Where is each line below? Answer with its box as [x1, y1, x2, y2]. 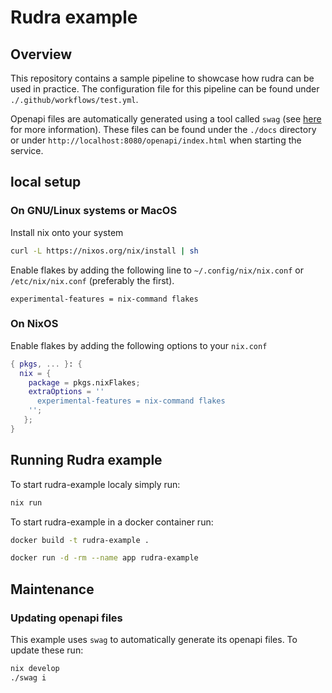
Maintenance [10, 581, 95, 598]
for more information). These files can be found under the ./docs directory [10, 124, 317, 135]
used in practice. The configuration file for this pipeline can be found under [10, 83, 320, 95]
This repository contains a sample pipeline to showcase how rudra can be [10, 72, 315, 84]
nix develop [10, 663, 60, 673]
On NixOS [10, 317, 59, 331]
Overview [10, 46, 73, 63]
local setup [10, 174, 82, 191]
